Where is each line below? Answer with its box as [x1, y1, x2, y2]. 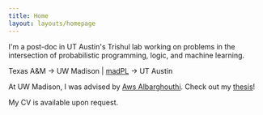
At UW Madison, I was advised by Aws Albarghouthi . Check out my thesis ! [8, 82, 256, 92]
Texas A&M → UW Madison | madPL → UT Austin [8, 66, 173, 75]
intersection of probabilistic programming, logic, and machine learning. [8, 50, 245, 60]
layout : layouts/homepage [8, 19, 95, 28]
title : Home [8, 11, 49, 20]
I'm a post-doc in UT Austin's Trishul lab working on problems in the [8, 41, 236, 51]
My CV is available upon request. [8, 97, 119, 107]
